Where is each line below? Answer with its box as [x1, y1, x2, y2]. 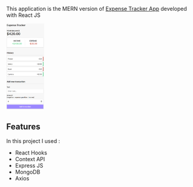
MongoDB [15, 168, 41, 176]
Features [6, 121, 41, 132]
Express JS [15, 162, 44, 170]
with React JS [6, 11, 41, 19]
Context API [15, 156, 45, 163]
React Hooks [15, 149, 47, 156]
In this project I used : [6, 138, 61, 145]
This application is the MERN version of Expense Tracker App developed [6, 5, 188, 12]
